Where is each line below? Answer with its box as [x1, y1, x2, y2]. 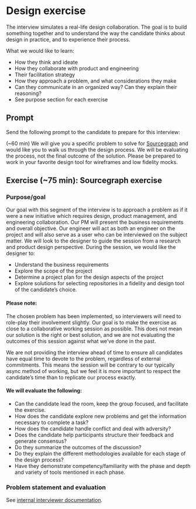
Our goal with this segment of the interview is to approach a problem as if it [6, 206, 188, 213]
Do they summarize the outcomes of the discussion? [14, 443, 142, 450]
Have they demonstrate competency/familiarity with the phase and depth [14, 462, 191, 469]
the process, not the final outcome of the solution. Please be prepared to [6, 152, 181, 159]
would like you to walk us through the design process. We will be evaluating [6, 146, 188, 153]
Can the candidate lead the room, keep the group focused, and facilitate [14, 400, 188, 407]
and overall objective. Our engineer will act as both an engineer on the [6, 225, 176, 232]
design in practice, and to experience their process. [6, 36, 130, 43]
